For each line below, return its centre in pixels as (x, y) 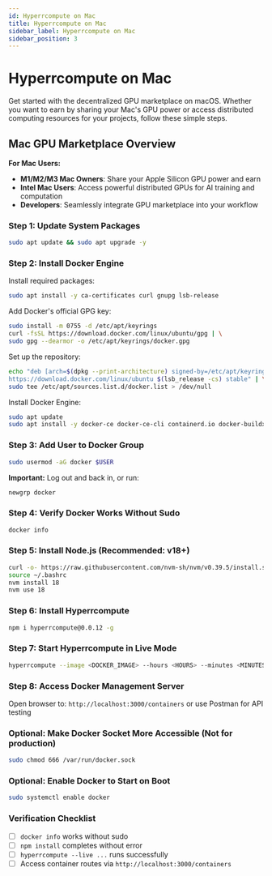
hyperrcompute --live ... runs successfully (94, 854)
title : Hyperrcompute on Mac (57, 24)
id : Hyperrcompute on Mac (52, 16)
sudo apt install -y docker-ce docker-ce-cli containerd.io (112, 425)
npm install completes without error (81, 845)
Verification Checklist (52, 818)
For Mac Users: (34, 163)
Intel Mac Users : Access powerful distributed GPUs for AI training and (137, 188)
